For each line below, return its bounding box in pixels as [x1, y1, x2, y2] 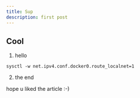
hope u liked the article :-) [6, 86, 70, 93]
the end [14, 74, 34, 81]
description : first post [6, 14, 68, 20]
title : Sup [6, 8, 33, 15]
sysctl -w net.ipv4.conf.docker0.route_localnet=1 [6, 64, 135, 69]
